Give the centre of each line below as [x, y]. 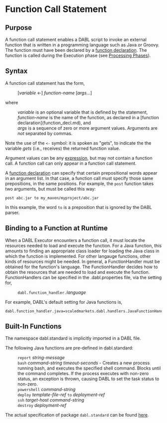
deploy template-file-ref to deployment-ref [61, 395]
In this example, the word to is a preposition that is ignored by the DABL [79, 207]
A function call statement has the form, [45, 83]
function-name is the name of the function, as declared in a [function [88, 117]
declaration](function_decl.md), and [54, 123]
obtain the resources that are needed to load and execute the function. [78, 272]
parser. [12, 212]
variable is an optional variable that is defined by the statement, [83, 112]
